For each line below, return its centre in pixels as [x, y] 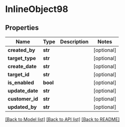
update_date [23, 91]
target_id [19, 74]
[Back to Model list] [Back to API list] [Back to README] [62, 119]
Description [74, 42]
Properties [22, 28]
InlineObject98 [37, 9]
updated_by [22, 107]
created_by [21, 50]
